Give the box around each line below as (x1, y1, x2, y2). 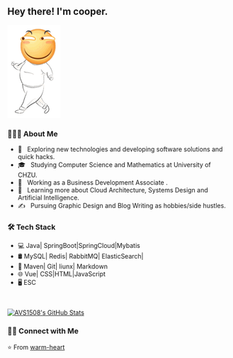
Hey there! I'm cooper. (7, 6, 108, 18)
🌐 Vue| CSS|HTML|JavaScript (17, 270, 106, 278)
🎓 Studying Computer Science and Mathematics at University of (17, 161, 211, 169)
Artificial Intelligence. (17, 193, 80, 202)
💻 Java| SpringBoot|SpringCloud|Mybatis (17, 242, 140, 250)
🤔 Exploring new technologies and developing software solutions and (17, 145, 223, 153)
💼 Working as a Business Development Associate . (17, 178, 168, 187)
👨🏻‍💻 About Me (7, 129, 58, 139)
